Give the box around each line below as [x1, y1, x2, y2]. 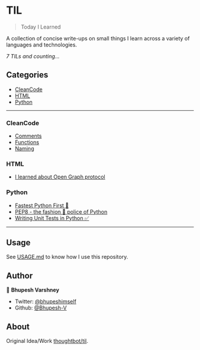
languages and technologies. [6, 41, 77, 48]
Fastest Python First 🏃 [14, 202, 69, 209]
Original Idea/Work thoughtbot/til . [6, 337, 89, 345]
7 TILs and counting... [6, 52, 60, 60]
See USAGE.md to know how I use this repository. [6, 254, 129, 261]
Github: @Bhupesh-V [14, 304, 67, 311]
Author [6, 270, 33, 280]
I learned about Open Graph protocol [14, 173, 105, 180]
